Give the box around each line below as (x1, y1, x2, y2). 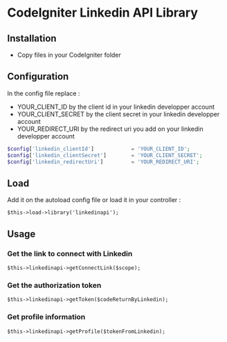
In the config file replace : (7, 89, 80, 98)
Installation (7, 33, 57, 44)
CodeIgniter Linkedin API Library (7, 5, 199, 21)
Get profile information (7, 312, 86, 322)
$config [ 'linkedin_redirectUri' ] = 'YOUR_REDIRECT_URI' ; (7, 158, 199, 165)
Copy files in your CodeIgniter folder (17, 51, 121, 59)
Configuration (7, 71, 69, 82)
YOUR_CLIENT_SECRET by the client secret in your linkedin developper (17, 109, 220, 118)
